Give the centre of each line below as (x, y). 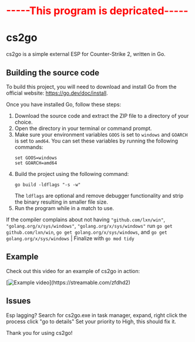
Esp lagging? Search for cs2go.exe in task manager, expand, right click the (97, 315)
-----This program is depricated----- (97, 11)
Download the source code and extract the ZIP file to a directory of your (102, 115)
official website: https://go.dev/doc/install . (57, 93)
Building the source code (53, 73)
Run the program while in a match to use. (64, 208)
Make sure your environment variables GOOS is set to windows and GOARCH (101, 134)
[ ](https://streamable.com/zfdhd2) (68, 282)
